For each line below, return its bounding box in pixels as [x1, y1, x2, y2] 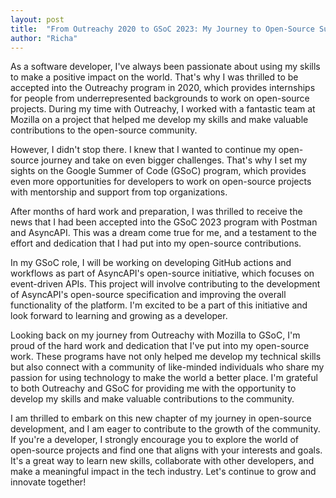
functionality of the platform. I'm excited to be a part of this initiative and [10, 299, 308, 311]
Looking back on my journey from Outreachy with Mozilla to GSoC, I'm [10, 329, 301, 341]
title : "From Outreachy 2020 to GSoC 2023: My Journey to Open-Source [10, 24, 315, 34]
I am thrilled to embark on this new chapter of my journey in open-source [10, 412, 312, 425]
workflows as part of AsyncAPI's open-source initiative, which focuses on [10, 267, 315, 280]
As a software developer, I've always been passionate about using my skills [10, 61, 321, 73]
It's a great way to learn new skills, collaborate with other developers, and [10, 455, 315, 467]
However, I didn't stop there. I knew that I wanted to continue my [10, 144, 277, 156]
